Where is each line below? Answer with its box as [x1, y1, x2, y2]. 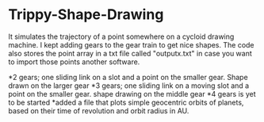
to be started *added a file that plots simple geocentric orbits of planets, [8, 97, 244, 107]
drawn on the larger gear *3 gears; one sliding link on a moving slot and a [8, 81, 250, 90]
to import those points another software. [8, 57, 140, 67]
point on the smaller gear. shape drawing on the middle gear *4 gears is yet [8, 89, 256, 98]
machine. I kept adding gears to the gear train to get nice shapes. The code [8, 40, 255, 49]
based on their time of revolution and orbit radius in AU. [8, 105, 189, 116]
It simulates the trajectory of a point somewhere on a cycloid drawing [8, 32, 235, 41]
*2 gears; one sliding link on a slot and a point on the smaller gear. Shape [8, 72, 248, 82]
